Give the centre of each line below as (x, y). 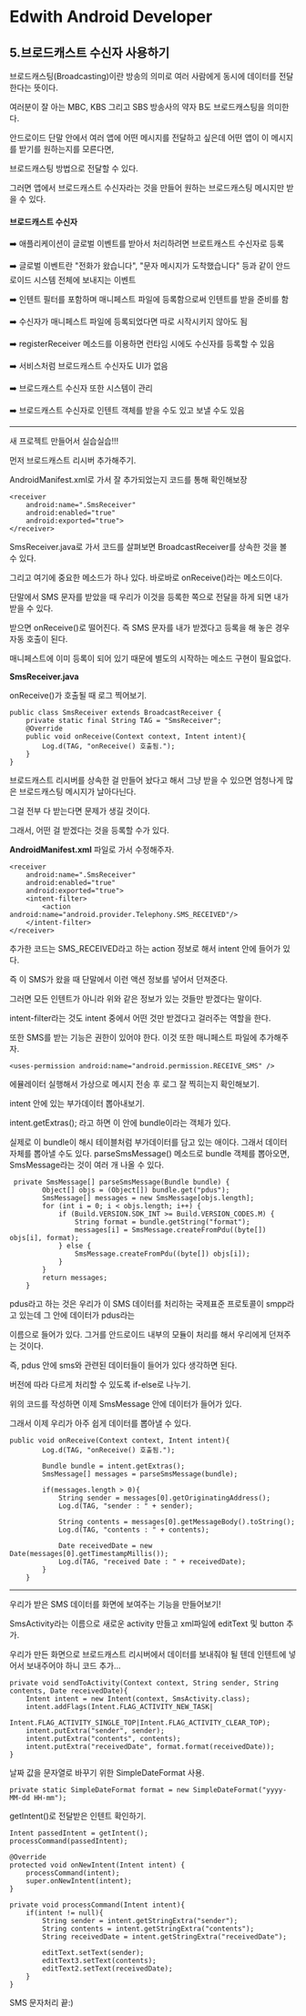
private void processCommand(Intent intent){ (97, 1905)
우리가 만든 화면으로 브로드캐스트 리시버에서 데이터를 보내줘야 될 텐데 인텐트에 (148, 1655)
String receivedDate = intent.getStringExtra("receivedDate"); (164, 1937)
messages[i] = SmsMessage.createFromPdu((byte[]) (170, 1230)
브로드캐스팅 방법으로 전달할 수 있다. (74, 168)
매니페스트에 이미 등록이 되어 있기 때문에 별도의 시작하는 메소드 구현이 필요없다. (150, 658)
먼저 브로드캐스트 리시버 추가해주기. (73, 461)
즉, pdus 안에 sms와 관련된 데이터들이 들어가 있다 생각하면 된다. (123, 1365)
